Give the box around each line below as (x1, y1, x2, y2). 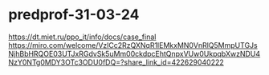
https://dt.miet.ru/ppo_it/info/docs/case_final (8, 32, 157, 41)
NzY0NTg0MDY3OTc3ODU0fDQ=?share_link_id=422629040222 (8, 57, 225, 67)
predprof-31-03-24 (8, 6, 140, 24)
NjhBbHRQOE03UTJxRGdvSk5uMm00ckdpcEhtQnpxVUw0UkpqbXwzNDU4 (8, 49, 261, 58)
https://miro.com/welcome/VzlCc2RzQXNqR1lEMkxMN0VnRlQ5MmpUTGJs (8, 40, 259, 49)
